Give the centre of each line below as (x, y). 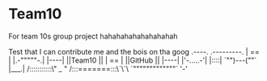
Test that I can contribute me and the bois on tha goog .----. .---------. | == (134, 51)
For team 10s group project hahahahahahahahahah (93, 36)
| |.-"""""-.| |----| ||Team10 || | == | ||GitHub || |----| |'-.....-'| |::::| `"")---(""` (133, 60)
